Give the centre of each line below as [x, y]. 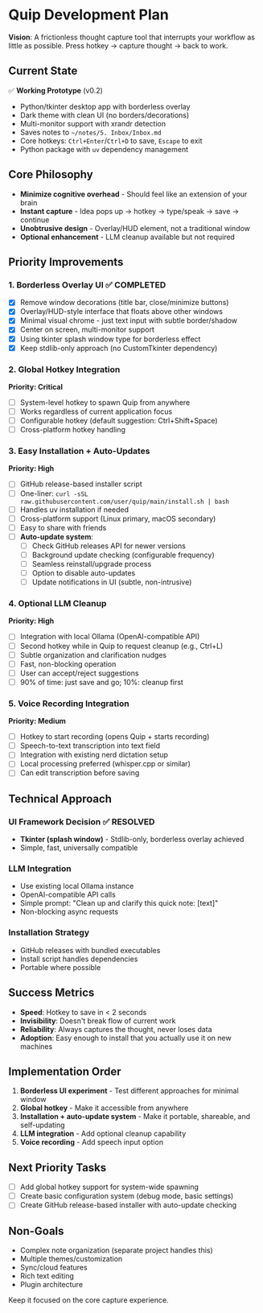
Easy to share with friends [63, 527]
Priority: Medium [37, 721]
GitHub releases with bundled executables [90, 950]
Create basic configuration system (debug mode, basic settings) [127, 1196]
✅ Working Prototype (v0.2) [55, 90]
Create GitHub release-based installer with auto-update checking [128, 1205]
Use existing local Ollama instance [77, 886]
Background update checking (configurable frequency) [123, 555]
